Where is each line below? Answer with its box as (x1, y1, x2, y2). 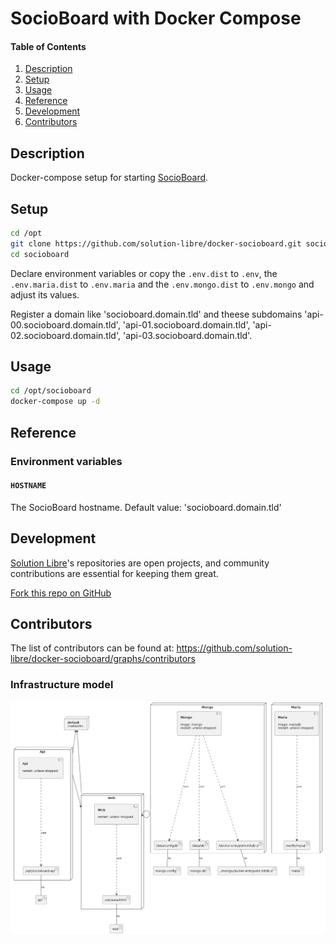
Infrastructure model (10, 678, 114, 692)
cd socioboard (10, 249, 70, 259)
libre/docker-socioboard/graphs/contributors (10, 653, 196, 665)
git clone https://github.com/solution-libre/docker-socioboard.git (10, 238, 302, 249)
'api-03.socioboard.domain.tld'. (122, 329, 253, 341)
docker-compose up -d (10, 397, 101, 407)
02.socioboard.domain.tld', (10, 329, 121, 341)
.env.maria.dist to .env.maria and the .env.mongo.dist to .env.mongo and (10, 278, 315, 290)
